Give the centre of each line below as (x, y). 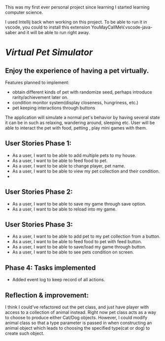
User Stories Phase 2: (39, 192)
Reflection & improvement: (47, 295)
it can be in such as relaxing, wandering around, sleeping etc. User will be (80, 123)
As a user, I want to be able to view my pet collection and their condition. (86, 171)
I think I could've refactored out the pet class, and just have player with (77, 307)
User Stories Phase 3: (39, 225)
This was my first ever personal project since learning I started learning (77, 7)
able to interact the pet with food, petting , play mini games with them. (76, 128)
